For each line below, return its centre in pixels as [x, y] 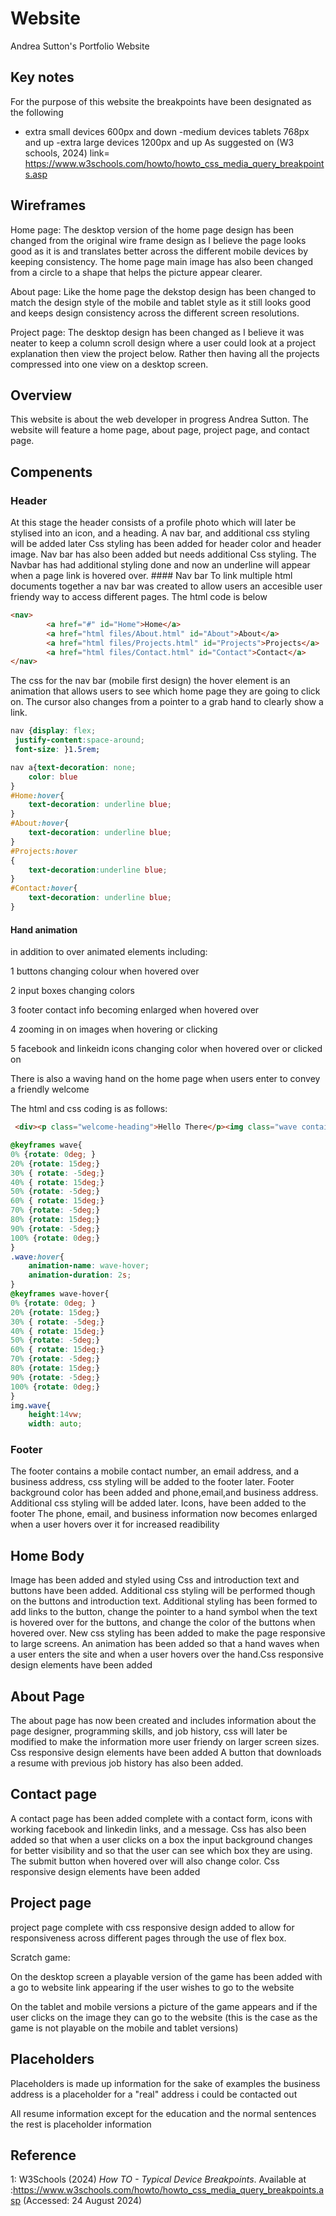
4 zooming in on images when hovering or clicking [114, 1029]
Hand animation [44, 929]
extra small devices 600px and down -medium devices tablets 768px [167, 131]
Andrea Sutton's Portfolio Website [80, 46]
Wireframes [48, 205]
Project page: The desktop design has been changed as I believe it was [157, 332]
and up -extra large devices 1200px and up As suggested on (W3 [159, 142]
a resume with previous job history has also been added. [127, 1763]
